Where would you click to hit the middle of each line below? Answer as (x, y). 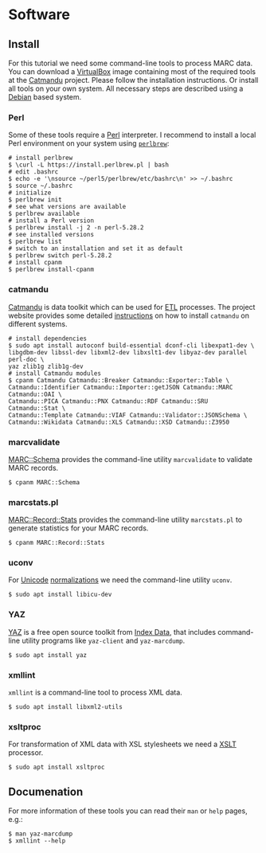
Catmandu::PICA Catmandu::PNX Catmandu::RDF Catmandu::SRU (108, 401)
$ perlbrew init (35, 200)
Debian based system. (45, 97)
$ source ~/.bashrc (41, 186)
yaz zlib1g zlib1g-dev (46, 366)
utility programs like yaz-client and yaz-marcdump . (104, 640)
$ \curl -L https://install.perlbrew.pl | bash (89, 165)
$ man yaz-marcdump (41, 834)
